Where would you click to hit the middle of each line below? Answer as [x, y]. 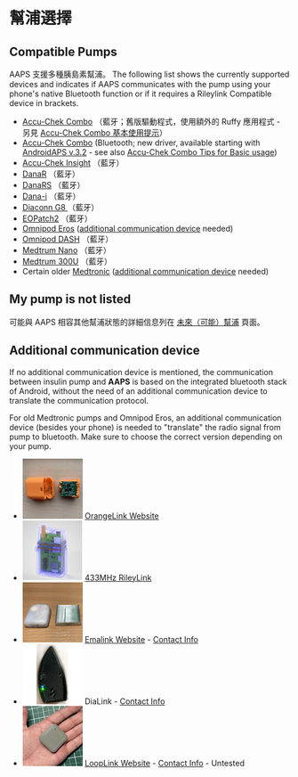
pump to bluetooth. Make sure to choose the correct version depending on [146, 437]
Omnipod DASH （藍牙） [68, 239]
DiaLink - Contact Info [125, 701]
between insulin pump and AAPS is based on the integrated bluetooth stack [148, 381]
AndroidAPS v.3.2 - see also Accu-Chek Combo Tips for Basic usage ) [149, 152]
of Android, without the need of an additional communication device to [139, 391]
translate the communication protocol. [79, 400]
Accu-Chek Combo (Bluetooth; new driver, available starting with [141, 143]
